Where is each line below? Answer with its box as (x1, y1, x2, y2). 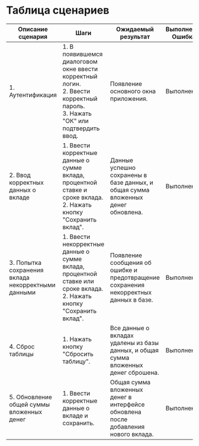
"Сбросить (62, 350, 94, 358)
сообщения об (110, 258, 152, 267)
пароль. (62, 102, 85, 110)
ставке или (62, 277, 94, 285)
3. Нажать (62, 109, 92, 118)
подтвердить (62, 124, 100, 132)
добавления (110, 422, 145, 431)
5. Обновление (9, 393, 52, 401)
